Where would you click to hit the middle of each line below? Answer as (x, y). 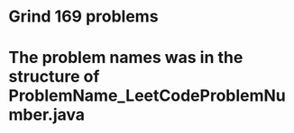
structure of (54, 77)
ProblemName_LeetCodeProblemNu (147, 96)
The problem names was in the (126, 58)
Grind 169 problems (83, 17)
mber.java (47, 115)
